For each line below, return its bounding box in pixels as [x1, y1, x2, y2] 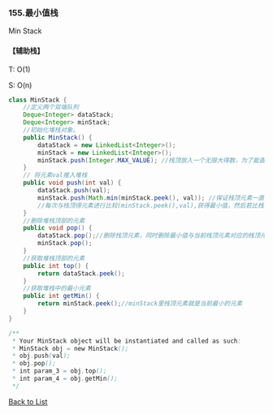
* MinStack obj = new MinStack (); [11, 344, 129, 352]
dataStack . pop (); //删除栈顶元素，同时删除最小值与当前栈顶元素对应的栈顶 [37, 231, 261, 240]
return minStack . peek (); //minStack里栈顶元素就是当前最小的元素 [37, 300, 243, 308]
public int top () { [23, 261, 89, 270]
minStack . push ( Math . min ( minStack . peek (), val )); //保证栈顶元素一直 [37, 193, 265, 202]
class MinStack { [8, 96, 67, 104]
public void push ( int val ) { [23, 179, 122, 188]
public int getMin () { [23, 292, 100, 300]
